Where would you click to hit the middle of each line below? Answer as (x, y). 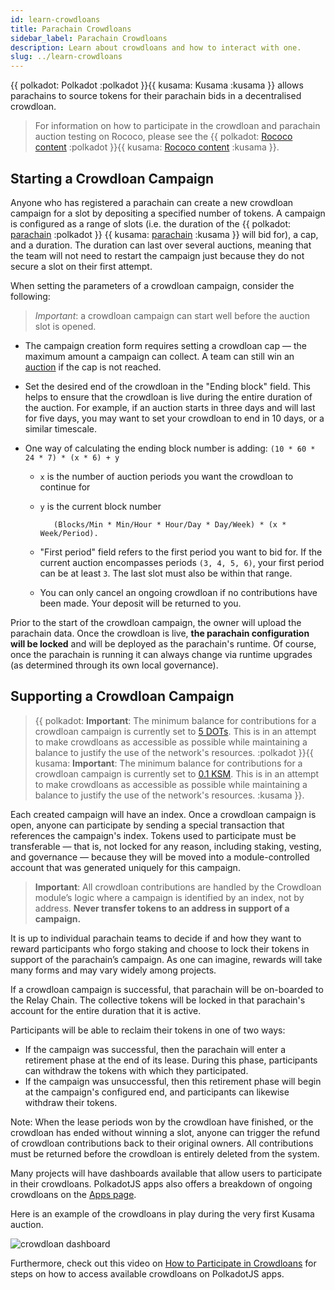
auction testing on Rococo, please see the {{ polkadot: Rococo (163, 137)
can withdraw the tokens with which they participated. (136, 1070)
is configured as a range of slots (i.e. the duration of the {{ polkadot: (151, 223)
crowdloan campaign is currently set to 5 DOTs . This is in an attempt (175, 731)
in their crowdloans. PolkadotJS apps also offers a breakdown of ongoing (161, 1183)
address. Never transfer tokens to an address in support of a (162, 908)
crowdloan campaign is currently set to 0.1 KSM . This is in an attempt (177, 773)
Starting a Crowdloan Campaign (112, 178)
